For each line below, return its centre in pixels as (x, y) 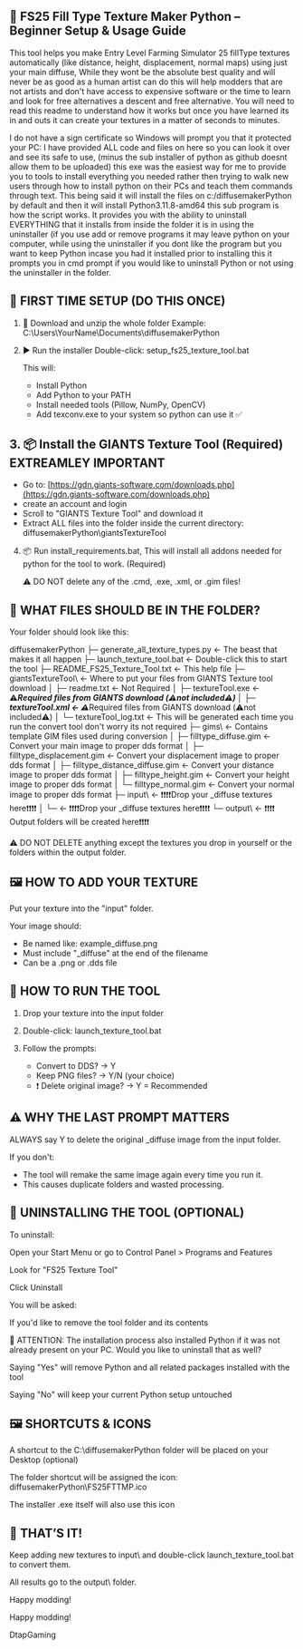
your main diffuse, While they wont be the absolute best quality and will (142, 72)
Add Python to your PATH (83, 394)
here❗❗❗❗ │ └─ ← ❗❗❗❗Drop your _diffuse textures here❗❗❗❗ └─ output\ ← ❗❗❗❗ (142, 809)
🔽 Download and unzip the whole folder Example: (114, 323)
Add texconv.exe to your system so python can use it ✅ (139, 414)
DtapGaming (33, 1635)
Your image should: (45, 926)
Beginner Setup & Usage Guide (98, 31)
